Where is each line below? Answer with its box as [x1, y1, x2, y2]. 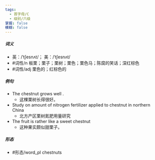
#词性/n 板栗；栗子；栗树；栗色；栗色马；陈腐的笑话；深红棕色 [12, 60, 139, 66]
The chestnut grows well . [12, 91, 64, 97]
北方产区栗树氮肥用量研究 [19, 113, 71, 119]
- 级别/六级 [9, 16, 31, 21]
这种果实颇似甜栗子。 [19, 124, 62, 130]
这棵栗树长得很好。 [19, 97, 58, 103]
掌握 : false [5, 20, 28, 26]
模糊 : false [5, 25, 28, 30]
